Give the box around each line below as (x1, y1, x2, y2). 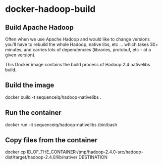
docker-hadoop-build (5, 3, 96, 15)
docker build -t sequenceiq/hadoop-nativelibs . (5, 94, 102, 100)
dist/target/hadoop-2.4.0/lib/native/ (5, 154, 78, 160)
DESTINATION (78, 154, 108, 160)
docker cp (5, 149, 26, 155)
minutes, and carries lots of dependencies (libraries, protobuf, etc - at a (5, 47, 151, 52)
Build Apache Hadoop (5, 23, 74, 32)
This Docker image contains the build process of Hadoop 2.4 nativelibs (5, 62, 150, 67)
